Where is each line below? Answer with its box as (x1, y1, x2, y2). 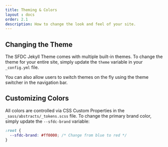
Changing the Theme (5, 40, 73, 48)
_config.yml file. (5, 64, 39, 71)
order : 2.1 (5, 17, 28, 22)
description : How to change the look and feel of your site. (5, 21, 136, 27)
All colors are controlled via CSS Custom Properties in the (5, 107, 125, 114)
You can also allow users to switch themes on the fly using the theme (5, 74, 149, 80)
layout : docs (5, 12, 35, 17)
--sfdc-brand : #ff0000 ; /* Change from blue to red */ (10, 132, 127, 138)
